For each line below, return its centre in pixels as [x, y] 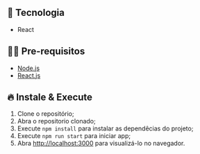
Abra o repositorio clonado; [56, 121]
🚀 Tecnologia [36, 13]
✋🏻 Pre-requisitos [46, 52]
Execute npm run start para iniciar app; [74, 136]
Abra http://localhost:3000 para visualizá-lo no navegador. [101, 144]
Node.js [28, 68]
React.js [29, 75]
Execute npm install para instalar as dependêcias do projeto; [105, 128]
